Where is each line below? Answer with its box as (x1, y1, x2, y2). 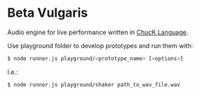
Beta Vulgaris (7, 5, 88, 21)
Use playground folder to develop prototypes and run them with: (7, 41, 193, 50)
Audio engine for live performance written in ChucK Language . (7, 28, 189, 36)
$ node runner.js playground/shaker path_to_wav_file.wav (7, 81, 180, 88)
